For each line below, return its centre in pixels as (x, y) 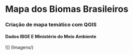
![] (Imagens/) (19, 48)
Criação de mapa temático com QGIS (51, 25)
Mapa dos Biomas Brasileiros (67, 9)
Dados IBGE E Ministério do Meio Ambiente (51, 36)
